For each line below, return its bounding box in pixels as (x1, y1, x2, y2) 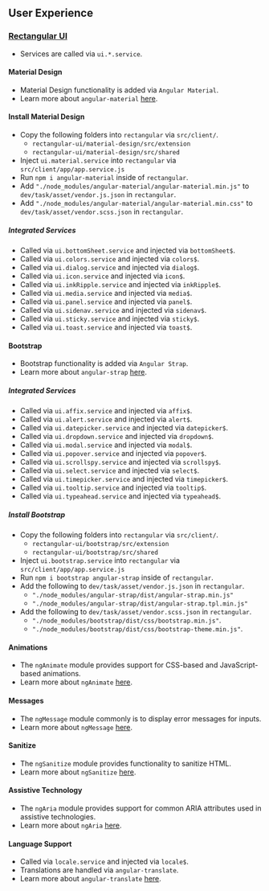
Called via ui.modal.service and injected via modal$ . (19, 440, 193, 450)
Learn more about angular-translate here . (19, 874, 162, 884)
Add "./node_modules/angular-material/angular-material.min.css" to (19, 199, 253, 208)
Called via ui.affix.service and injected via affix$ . (19, 406, 193, 416)
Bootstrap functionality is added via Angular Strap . (19, 359, 189, 368)
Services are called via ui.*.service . (19, 48, 143, 59)
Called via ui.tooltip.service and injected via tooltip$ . (19, 482, 207, 493)
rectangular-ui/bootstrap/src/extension (31, 540, 169, 548)
